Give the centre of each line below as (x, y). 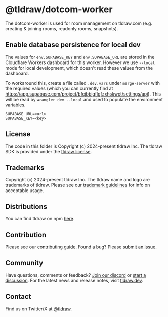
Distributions (26, 207)
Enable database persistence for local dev (73, 45)
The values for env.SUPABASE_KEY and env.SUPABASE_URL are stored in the (80, 57)
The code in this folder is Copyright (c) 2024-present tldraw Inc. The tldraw (84, 146)
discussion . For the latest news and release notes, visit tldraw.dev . (74, 280)
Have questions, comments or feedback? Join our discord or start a (76, 275)
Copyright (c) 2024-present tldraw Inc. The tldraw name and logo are (78, 180)
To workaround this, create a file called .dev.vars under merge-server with (83, 83)
